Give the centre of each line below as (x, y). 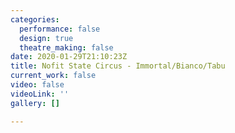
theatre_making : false (66, 47)
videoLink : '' (40, 94)
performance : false (60, 29)
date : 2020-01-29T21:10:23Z (69, 57)
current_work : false (53, 76)
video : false (37, 85)
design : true (46, 38)
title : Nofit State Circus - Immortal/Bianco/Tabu (118, 66)
